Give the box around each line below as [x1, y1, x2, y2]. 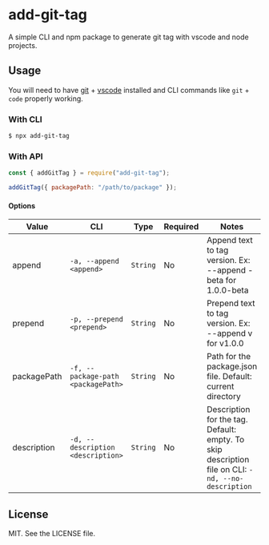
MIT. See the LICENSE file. [8, 528, 96, 538]
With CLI [8, 114, 42, 125]
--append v [207, 328, 253, 339]
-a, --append [69, 256, 120, 266]
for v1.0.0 [207, 338, 244, 349]
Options [8, 200, 36, 210]
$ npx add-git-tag [8, 132, 70, 140]
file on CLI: [207, 464, 247, 475]
